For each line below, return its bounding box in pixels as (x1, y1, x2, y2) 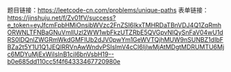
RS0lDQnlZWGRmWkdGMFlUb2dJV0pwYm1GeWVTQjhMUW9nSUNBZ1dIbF (7, 36, 224, 43)
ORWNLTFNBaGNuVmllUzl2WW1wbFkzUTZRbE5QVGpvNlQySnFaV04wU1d (7, 28, 223, 36)
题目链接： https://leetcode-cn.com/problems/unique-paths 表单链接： (7, 6, 209, 14)
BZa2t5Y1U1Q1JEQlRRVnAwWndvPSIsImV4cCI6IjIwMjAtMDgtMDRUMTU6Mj (7, 43, 225, 51)
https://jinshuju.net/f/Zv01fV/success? (7, 14, 117, 22)
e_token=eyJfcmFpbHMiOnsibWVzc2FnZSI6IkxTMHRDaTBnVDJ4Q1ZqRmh (7, 21, 222, 29)
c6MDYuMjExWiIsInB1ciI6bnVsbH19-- (7, 50, 114, 58)
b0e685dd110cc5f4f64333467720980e (7, 58, 121, 65)
